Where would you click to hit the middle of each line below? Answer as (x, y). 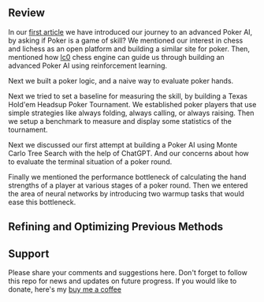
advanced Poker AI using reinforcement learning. (88, 65)
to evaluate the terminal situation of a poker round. (90, 162)
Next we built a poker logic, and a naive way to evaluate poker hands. (121, 80)
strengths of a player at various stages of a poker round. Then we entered (128, 185)
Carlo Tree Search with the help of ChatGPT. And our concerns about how (129, 153)
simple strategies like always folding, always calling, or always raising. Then (131, 113)
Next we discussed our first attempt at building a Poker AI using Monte (123, 144)
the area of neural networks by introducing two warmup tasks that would (126, 193)
